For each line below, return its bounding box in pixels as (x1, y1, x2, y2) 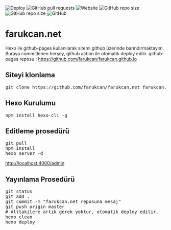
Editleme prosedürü (5, 127, 70, 135)
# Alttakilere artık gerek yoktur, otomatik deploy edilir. (5, 209, 159, 215)
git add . (5, 194, 30, 199)
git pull (5, 141, 27, 146)
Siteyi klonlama (5, 71, 55, 79)
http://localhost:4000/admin (5, 160, 65, 166)
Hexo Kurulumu (5, 99, 56, 107)
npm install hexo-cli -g (5, 112, 67, 118)
